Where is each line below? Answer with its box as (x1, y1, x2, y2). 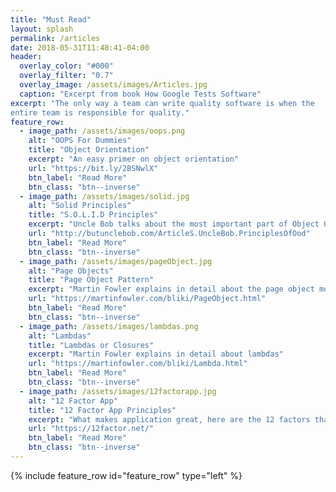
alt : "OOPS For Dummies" (28, 136, 132, 146)
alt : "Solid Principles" (28, 201, 132, 211)
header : (10, 52, 43, 62)
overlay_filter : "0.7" (19, 71, 114, 81)
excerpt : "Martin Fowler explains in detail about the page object (28, 284, 315, 295)
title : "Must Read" (10, 14, 92, 25)
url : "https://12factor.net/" (28, 424, 155, 434)
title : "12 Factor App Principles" (28, 405, 177, 415)
